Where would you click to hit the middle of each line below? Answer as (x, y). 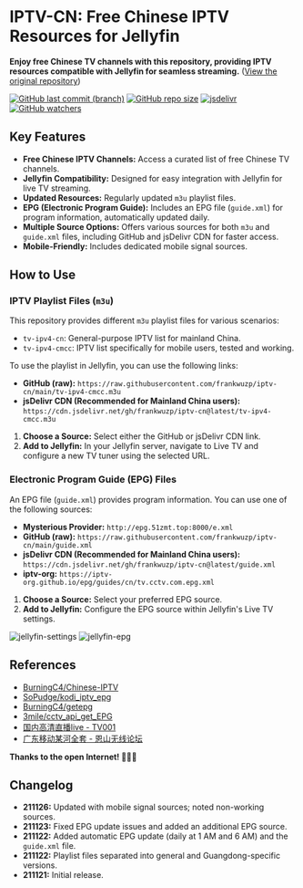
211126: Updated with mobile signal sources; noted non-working (143, 807)
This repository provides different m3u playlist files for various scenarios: (144, 320)
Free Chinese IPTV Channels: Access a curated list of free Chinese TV (156, 159)
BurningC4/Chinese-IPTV (71, 687)
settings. (39, 619)
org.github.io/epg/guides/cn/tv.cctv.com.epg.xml (119, 582)
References (43, 665)
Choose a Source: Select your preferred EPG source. (122, 599)
